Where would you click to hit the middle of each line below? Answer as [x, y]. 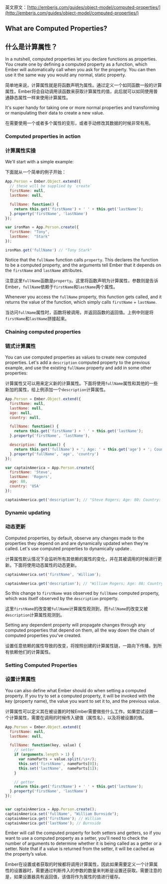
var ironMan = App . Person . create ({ [42, 227]
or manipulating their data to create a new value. [55, 113]
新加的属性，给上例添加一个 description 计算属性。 [57, 389]
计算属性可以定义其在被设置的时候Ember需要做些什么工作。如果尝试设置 [79, 711]
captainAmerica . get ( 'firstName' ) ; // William [53, 818]
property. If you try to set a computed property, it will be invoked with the [80, 696]
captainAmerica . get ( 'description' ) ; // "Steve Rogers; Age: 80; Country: [83, 500]
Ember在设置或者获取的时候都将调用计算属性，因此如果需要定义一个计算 [79, 864]
